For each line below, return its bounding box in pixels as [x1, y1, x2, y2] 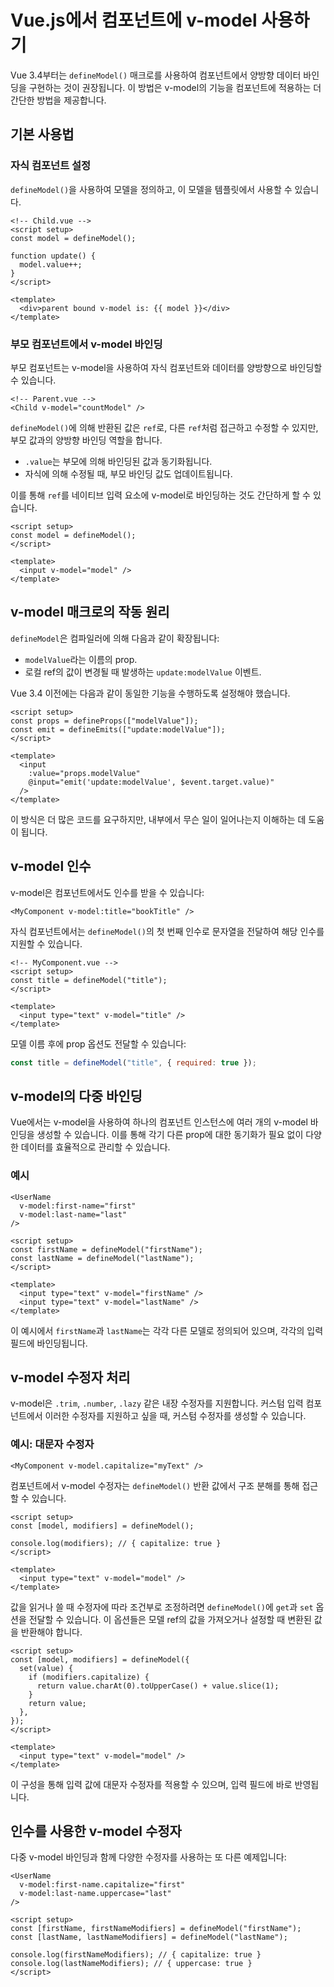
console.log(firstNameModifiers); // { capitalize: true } [10, 1950, 262, 1960]
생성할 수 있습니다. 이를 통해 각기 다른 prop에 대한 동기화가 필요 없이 [36, 1129, 304, 1141]
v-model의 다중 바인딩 [10, 1087, 143, 1105]
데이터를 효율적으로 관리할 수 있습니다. [20, 1141, 171, 1153]
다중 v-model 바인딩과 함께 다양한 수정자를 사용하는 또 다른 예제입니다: [10, 1851, 287, 1863]
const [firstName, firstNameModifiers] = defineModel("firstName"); [10, 1924, 302, 1934]
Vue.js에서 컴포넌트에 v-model [10, 9, 258, 32]
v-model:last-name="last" [19, 1209, 128, 1220]
